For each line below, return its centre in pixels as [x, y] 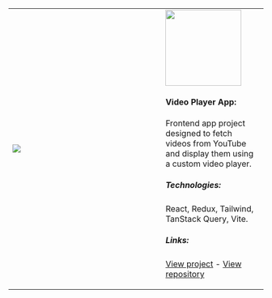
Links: [177, 241]
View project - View [204, 264]
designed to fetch [199, 133]
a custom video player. [209, 164]
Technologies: [193, 185]
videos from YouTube [206, 143]
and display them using [210, 153]
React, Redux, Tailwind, [210, 208]
